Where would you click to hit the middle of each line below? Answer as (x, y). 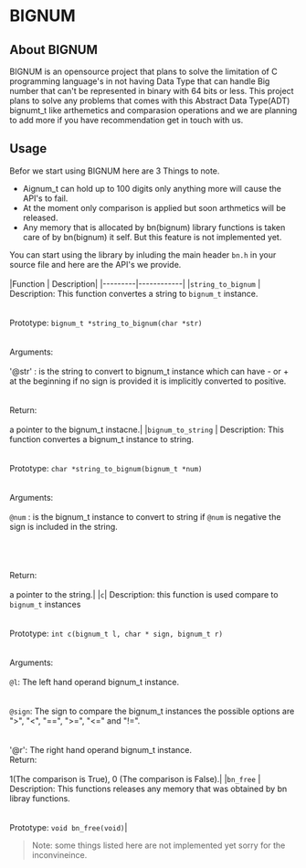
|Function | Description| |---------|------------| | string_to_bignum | (135, 283)
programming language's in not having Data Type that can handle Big (140, 81)
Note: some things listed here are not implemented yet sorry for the (158, 845)
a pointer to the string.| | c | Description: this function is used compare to (144, 594)
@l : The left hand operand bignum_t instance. (95, 682)
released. (40, 217)
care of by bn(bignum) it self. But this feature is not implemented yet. (152, 237)
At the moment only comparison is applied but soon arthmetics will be (154, 207)
